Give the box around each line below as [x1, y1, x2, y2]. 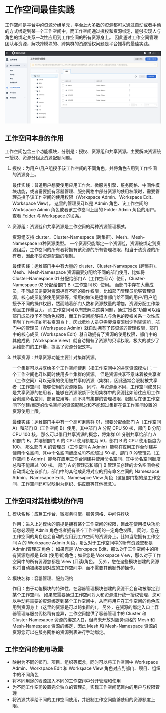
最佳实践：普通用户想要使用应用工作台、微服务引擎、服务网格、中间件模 [12, 182, 160, 188]
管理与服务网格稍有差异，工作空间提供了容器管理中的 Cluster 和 [16, 611, 147, 617]
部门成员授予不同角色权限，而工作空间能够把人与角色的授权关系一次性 [12, 313, 156, 319]
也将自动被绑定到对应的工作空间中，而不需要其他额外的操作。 [12, 565, 138, 571]
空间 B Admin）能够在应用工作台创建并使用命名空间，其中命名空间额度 [16, 456, 161, 462]
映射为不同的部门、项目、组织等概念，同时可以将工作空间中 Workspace [12, 659, 158, 665]
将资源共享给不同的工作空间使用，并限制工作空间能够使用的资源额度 [12, 697, 151, 703]
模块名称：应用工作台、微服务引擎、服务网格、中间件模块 [12, 511, 129, 517]
